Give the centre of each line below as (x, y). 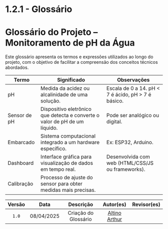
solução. (51, 101)
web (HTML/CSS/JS (130, 163)
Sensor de (20, 116)
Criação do (81, 213)
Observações (133, 80)
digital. (114, 122)
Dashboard (21, 163)
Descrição (81, 204)
